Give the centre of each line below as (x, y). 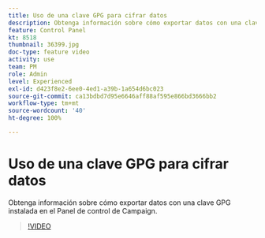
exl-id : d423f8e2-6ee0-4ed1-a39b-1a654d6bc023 (86, 89)
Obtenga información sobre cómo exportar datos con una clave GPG (119, 203)
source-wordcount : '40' (47, 111)
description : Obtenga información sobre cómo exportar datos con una (125, 23)
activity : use (32, 60)
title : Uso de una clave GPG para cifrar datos (88, 15)
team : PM (22, 67)
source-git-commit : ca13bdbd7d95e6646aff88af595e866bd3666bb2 (112, 96)
